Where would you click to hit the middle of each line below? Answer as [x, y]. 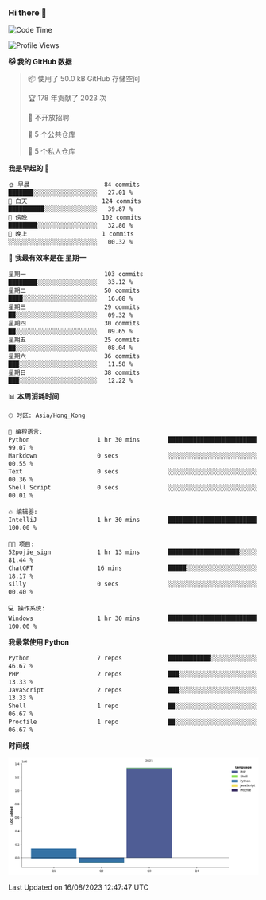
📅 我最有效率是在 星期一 [47, 258]
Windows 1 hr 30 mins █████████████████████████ [133, 619]
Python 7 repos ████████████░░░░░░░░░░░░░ [133, 658]
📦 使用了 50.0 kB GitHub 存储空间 [84, 79]
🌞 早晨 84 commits [74, 185]
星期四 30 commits [74, 324]
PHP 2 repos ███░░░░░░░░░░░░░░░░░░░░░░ [133, 674]
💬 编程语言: [26, 432]
